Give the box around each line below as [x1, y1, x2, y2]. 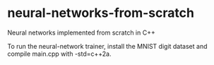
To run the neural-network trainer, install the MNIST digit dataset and [7, 42, 208, 50]
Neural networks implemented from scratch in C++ [7, 28, 155, 37]
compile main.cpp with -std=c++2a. [7, 49, 112, 58]
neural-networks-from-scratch [7, 5, 194, 21]
